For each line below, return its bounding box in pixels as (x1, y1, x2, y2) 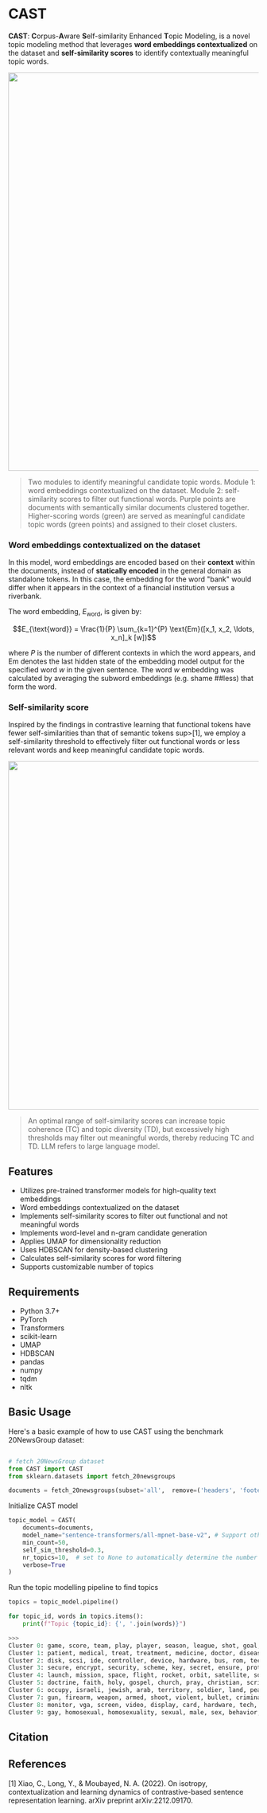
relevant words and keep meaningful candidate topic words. (8, 746, 205, 755)
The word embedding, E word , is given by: (8, 607, 142, 618)
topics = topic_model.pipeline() (8, 1598, 119, 1606)
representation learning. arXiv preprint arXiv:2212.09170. (8, 1795, 193, 1805)
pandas (19, 1357, 45, 1366)
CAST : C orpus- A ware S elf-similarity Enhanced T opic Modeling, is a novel (8, 31, 250, 41)
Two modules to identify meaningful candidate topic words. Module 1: (27, 477, 256, 487)
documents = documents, (22, 1524, 94, 1532)
